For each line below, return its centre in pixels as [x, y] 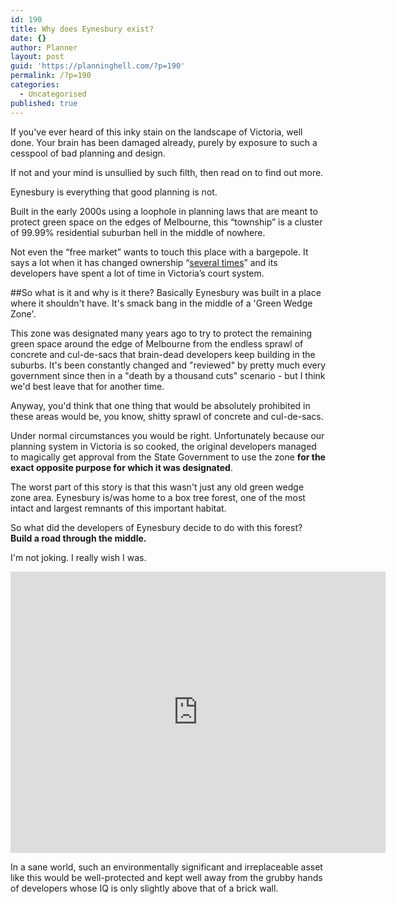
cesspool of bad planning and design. [88, 153]
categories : [35, 85]
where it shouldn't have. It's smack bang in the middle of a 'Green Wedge [161, 303]
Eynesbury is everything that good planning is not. [114, 192]
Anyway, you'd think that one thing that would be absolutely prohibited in [160, 405]
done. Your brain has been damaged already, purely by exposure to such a [164, 142]
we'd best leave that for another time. [87, 386]
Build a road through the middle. [78, 538]
